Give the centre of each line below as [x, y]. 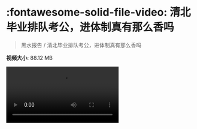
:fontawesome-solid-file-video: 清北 [99, 12]
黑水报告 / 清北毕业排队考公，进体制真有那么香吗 [81, 45]
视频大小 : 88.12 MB [29, 58]
